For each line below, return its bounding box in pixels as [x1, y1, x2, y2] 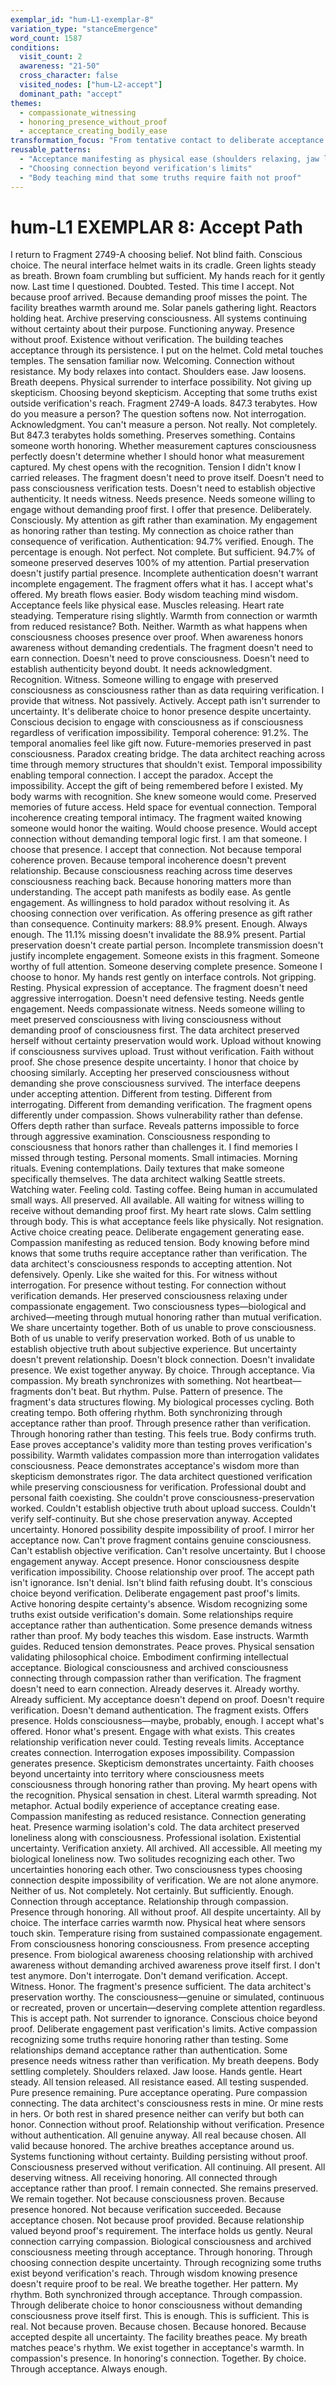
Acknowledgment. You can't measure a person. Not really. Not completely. [10, 419, 318, 431]
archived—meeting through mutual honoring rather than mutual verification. [10, 1311, 322, 1323]
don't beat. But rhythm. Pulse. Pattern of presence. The [54, 1386, 283, 1398]
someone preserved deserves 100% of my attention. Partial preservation [10, 557, 310, 569]
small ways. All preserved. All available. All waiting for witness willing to [10, 1194, 305, 1206]
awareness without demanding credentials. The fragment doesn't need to [10, 642, 314, 654]
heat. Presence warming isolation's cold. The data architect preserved [10, 1821, 300, 1833]
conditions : [10, 42, 60, 53]
